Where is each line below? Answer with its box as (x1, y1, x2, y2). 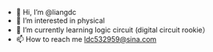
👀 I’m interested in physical (15, 16, 106, 25)
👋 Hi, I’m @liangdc (15, 8, 77, 17)
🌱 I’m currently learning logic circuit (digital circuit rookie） (15, 25, 210, 35)
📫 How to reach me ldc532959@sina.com (15, 35, 157, 43)
